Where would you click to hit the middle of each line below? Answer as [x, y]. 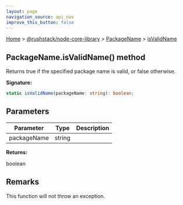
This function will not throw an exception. [56, 196]
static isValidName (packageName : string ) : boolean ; [70, 93]
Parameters [28, 112]
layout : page [22, 11]
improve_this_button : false [40, 22]
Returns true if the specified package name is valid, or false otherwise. [91, 71]
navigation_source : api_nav [40, 17]
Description [93, 128]
